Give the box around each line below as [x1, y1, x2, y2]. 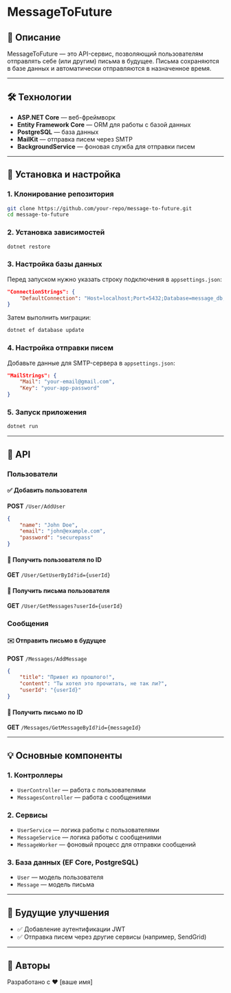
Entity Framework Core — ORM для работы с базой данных [16, 120, 191, 129]
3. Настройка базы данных [7, 259, 102, 269]
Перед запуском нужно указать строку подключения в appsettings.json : [7, 275, 222, 283]
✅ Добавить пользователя [7, 486, 87, 495]
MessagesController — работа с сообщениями [16, 793, 151, 801]
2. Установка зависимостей [7, 227, 105, 237]
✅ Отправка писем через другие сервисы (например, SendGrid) [16, 933, 207, 941]
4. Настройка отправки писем [7, 343, 114, 353]
